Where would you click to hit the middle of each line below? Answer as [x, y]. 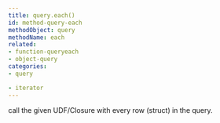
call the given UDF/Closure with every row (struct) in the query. [111, 110]
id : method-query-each [45, 23]
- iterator [26, 88]
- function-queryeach [44, 52]
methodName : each [37, 37]
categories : [27, 67]
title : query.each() [42, 15]
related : [22, 45]
